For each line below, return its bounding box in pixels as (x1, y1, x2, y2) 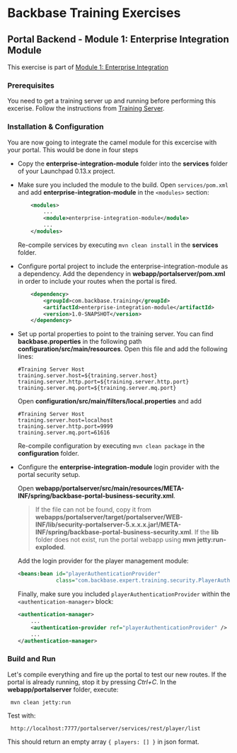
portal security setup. (17, 471, 81, 479)
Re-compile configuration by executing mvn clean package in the (17, 442, 205, 450)
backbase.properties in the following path (17, 338, 142, 346)
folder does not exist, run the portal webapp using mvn (35, 536, 197, 544)
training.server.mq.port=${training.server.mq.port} (17, 384, 177, 392)
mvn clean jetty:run (10, 699, 71, 706)
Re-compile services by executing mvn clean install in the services (17, 241, 219, 249)
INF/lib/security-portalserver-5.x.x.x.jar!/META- (35, 520, 182, 529)
